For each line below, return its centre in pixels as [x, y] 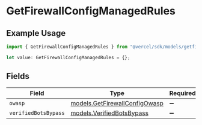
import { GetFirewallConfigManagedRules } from [67, 47]
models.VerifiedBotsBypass [110, 113]
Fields [18, 76]
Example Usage [36, 33]
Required [182, 93]
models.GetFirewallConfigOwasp [117, 103]
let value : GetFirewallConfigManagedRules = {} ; [68, 57]
